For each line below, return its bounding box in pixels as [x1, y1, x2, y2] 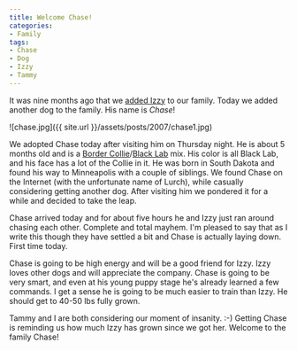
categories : [9, 21, 53, 30]
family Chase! [9, 331, 59, 342]
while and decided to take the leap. [9, 195, 137, 206]
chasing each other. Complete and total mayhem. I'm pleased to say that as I [9, 222, 288, 232]
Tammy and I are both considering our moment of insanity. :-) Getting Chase [9, 312, 287, 324]
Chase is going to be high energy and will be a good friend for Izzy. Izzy [9, 258, 271, 269]
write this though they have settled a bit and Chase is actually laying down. [9, 231, 281, 242]
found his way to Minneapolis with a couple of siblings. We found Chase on [9, 167, 283, 177]
